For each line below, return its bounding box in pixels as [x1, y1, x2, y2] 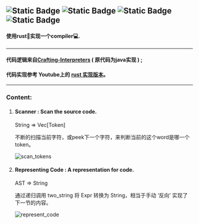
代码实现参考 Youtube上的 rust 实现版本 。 [6, 71, 109, 78]
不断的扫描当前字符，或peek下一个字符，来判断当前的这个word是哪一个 [14, 133, 190, 140]
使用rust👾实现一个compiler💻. [6, 32, 81, 39]
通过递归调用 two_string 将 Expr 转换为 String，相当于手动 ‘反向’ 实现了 [14, 191, 188, 199]
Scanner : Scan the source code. [14, 108, 97, 115]
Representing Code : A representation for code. [14, 167, 134, 174]
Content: [6, 93, 33, 101]
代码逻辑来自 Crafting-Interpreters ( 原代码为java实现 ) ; [6, 56, 143, 63]
